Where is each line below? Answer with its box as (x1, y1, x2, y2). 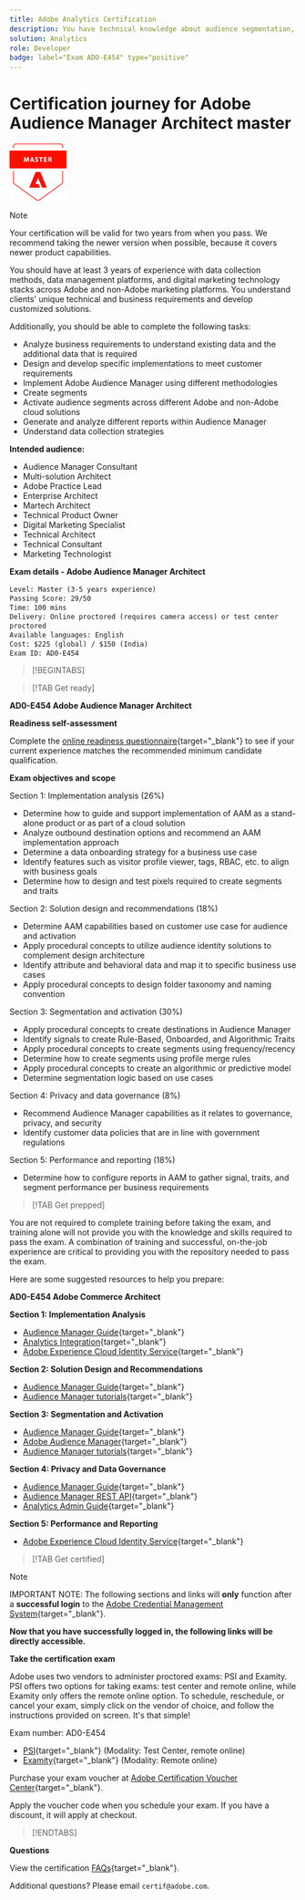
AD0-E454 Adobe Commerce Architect (9, 1292, 161, 1303)
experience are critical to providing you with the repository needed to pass (9, 1246, 290, 1258)
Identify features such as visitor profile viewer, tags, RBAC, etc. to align (22, 857, 290, 867)
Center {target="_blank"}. (9, 1782, 104, 1793)
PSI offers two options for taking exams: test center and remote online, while (9, 1681, 297, 1692)
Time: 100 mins (9, 603, 67, 613)
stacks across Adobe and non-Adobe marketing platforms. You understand (9, 284, 291, 296)
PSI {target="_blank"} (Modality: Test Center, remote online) (22, 1745, 246, 1756)
